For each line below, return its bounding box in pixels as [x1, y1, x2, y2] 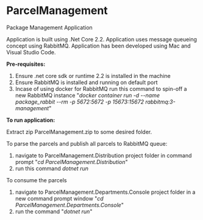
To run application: [6, 116, 55, 124]
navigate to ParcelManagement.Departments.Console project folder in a [15, 188, 196, 196]
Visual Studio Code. [6, 48, 56, 55]
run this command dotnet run [15, 165, 88, 172]
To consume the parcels [6, 176, 67, 183]
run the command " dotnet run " [15, 208, 93, 215]
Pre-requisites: [6, 60, 46, 68]
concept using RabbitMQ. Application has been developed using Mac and [6, 42, 191, 49]
